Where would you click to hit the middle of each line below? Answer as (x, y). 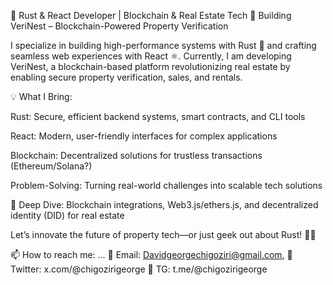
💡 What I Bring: (41, 96)
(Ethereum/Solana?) (51, 166)
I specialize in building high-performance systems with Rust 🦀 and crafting (163, 45)
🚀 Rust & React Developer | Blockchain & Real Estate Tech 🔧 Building (151, 15)
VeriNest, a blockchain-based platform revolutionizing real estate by (150, 66)
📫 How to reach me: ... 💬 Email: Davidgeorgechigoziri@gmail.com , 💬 (151, 254)
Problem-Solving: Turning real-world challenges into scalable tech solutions (166, 185)
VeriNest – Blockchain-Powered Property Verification (119, 26)
